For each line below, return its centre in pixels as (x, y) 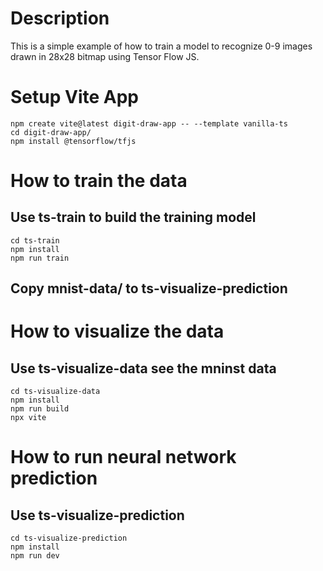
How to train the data (99, 181)
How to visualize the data (117, 331)
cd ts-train (35, 240)
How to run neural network (123, 457)
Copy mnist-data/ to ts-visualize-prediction (149, 288)
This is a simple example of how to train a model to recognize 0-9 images (161, 46)
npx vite (28, 418)
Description (60, 18)
